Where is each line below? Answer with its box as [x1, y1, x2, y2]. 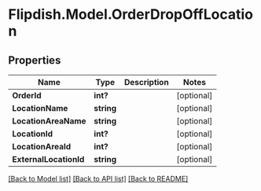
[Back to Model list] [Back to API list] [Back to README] [8, 174, 189, 183]
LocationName [12, 103, 68, 113]
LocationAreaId [12, 141, 72, 152]
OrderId [12, 90, 42, 101]
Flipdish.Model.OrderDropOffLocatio [8, 6, 254, 24]
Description [124, 77, 169, 87]
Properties [8, 53, 61, 67]
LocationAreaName [12, 116, 86, 127]
